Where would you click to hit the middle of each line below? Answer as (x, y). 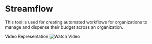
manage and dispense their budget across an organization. (64, 27)
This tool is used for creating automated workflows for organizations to (76, 22)
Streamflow (29, 9)
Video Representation (27, 36)
